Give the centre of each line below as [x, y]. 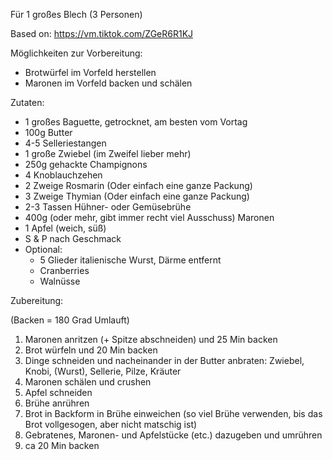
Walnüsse [60, 281]
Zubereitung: [37, 300]
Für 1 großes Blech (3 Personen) [76, 14]
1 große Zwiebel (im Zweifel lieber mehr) [108, 153]
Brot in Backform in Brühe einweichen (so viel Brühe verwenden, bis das [173, 413]
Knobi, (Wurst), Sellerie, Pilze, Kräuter [103, 371]
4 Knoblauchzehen [63, 175]
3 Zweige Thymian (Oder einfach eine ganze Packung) [137, 196]
